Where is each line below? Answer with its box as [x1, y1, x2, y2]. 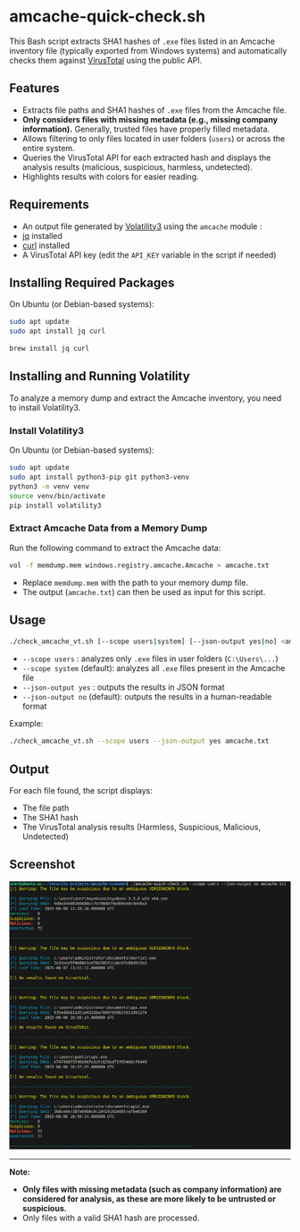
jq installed [21, 230, 62, 241]
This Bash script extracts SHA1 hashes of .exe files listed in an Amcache [9, 36, 275, 47]
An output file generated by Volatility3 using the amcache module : [21, 221, 262, 232]
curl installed [21, 240, 70, 251]
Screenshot [9, 857, 76, 872]
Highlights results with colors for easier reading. [21, 171, 199, 182]
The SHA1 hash [21, 812, 79, 823]
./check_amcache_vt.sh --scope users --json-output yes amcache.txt [9, 736, 270, 746]
